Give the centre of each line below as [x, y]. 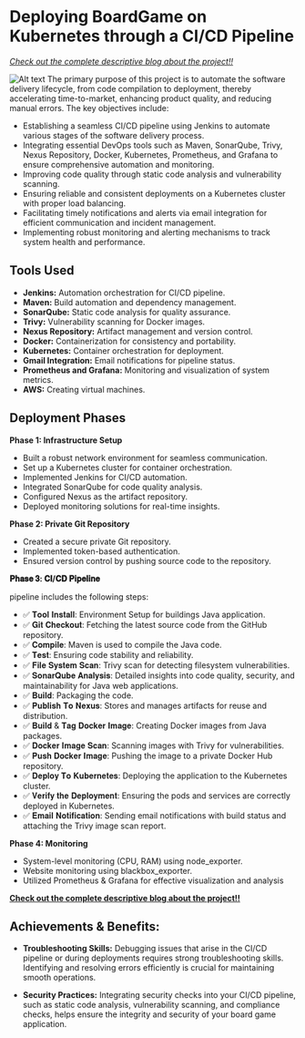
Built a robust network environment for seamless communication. [145, 457]
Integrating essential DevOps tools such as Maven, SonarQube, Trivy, [152, 145]
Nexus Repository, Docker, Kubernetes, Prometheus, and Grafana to [150, 154]
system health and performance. [84, 242]
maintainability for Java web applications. [101, 685]
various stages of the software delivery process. [113, 135]
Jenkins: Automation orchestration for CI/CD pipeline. [124, 293]
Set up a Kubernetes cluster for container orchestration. [127, 468]
